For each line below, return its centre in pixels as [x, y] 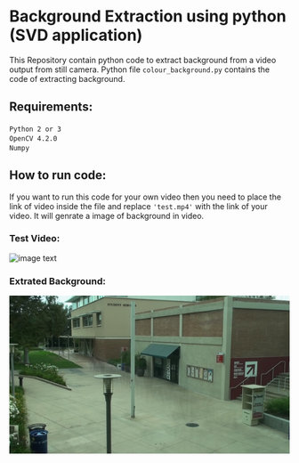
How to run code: [58, 175]
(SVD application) [76, 35]
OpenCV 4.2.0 [33, 138]
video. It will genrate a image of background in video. [107, 215]
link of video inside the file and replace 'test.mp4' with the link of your [139, 206]
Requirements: [51, 107]
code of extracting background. [67, 78]
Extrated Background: [58, 280]
